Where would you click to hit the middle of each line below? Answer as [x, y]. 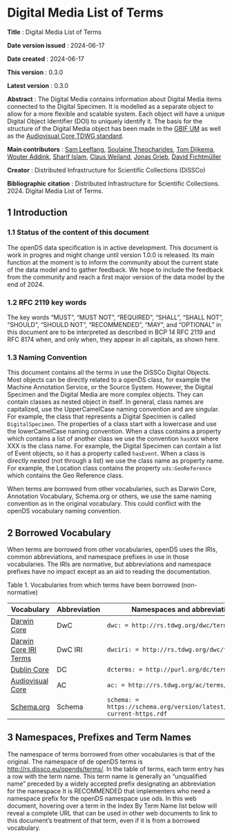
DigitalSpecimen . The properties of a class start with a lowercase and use [112, 424]
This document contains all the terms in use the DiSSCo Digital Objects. [109, 373]
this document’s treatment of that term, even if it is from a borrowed [104, 820]
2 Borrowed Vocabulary [59, 532]
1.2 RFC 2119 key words [47, 302]
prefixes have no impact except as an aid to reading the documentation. [109, 572]
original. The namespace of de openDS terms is [75, 761]
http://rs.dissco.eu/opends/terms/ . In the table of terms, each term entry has [116, 769]
